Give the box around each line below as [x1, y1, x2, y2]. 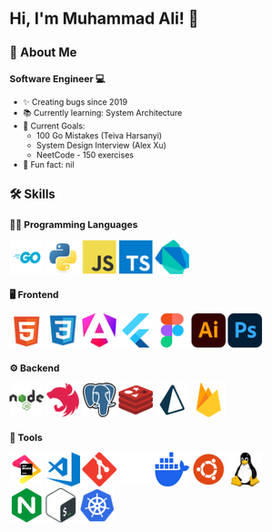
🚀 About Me [9, 45, 77, 60]
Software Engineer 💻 [9, 72, 106, 85]
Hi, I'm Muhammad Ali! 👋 [9, 8, 199, 29]
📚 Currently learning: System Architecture [22, 107, 183, 118]
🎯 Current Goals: [22, 120, 86, 131]
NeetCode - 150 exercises [35, 149, 135, 160]
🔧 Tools [9, 432, 43, 445]
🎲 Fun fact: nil [22, 159, 75, 169]
